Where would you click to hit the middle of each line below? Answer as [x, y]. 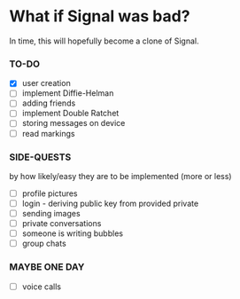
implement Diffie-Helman [68, 93]
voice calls [42, 287]
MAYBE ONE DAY [47, 267]
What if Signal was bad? [100, 16]
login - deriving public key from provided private [110, 203]
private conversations [62, 224]
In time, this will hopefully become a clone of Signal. [104, 41]
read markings [48, 133]
